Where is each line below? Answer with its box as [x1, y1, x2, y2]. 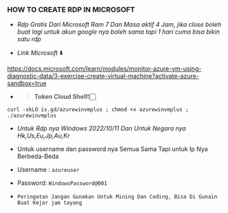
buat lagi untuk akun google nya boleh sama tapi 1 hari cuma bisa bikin [16, 27, 220, 36]
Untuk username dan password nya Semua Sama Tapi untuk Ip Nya [16, 145, 208, 153]
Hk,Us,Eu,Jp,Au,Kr [16, 132, 70, 140]
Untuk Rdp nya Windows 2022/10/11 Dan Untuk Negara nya [16, 124, 187, 133]
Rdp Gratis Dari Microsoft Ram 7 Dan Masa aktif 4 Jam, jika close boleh [16, 21, 222, 29]
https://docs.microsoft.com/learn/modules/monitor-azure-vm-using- [7, 65, 202, 73]
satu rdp [16, 35, 41, 43]
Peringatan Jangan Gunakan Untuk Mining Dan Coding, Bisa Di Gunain [16, 194, 218, 201]
